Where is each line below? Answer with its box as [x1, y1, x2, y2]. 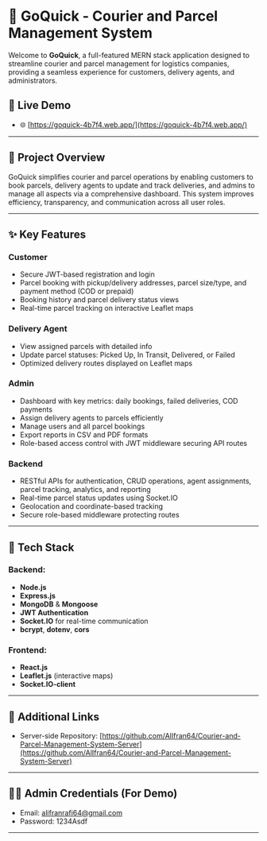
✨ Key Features [8, 227, 86, 241]
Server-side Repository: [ [19, 731, 103, 740]
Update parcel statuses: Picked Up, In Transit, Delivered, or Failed [19, 350, 236, 359]
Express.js [19, 591, 56, 600]
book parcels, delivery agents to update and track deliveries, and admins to [8, 180, 256, 190]
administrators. [8, 76, 58, 85]
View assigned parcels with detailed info [19, 341, 153, 351]
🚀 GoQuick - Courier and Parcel [8, 7, 219, 25]
